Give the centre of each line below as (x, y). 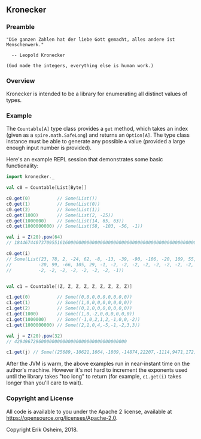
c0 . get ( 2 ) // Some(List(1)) (53, 209)
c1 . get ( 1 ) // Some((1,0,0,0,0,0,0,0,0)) (69, 303)
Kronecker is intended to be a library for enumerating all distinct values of (97, 94)
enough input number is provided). (49, 148)
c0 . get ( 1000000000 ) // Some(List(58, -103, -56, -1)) (75, 226)
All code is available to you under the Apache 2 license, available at (89, 411)
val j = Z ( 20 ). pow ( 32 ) (34, 336)
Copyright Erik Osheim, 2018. (42, 429)
